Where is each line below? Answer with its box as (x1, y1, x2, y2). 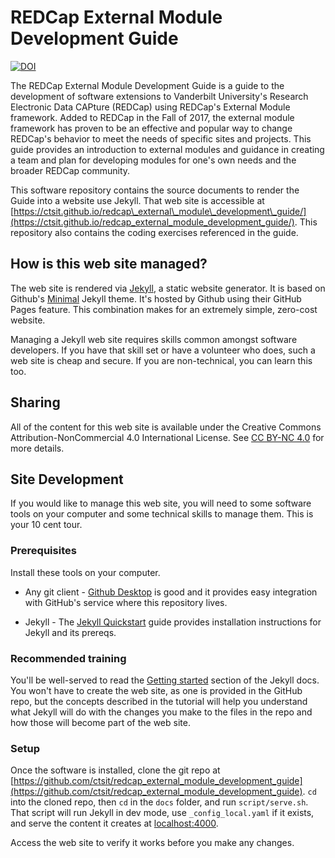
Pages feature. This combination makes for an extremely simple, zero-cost (10, 303, 318, 315)
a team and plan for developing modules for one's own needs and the (10, 154, 297, 166)
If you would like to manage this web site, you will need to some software (10, 497, 312, 510)
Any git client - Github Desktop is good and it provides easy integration (24, 586, 318, 598)
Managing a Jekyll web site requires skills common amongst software (10, 333, 298, 345)
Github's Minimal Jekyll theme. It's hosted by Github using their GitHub (10, 292, 302, 305)
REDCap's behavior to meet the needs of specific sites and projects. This (10, 132, 312, 145)
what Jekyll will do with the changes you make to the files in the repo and (10, 706, 313, 718)
